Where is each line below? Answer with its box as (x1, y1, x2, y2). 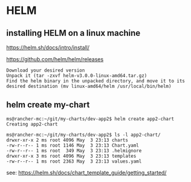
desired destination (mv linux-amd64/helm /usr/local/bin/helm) (6, 83, 172, 89)
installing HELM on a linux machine (6, 28, 141, 38)
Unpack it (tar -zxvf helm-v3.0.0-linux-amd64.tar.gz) (6, 73, 147, 79)
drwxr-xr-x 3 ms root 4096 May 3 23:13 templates (6, 153, 137, 159)
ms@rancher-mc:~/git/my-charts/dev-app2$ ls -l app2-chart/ (6, 132, 161, 138)
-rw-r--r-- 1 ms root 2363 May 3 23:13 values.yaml (6, 158, 142, 164)
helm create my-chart (6, 99, 90, 110)
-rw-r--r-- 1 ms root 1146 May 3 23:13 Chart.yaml (6, 142, 139, 149)
